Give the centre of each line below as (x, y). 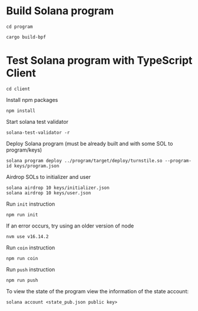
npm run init (22, 214)
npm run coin (22, 258)
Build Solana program (60, 11)
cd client (18, 89)
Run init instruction (30, 204)
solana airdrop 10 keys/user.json (49, 193)
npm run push (22, 280)
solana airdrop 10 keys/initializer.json (58, 188)
